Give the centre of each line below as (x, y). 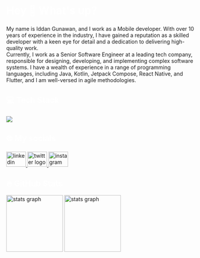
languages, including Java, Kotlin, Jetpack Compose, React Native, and (95, 74)
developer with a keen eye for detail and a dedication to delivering (88, 42)
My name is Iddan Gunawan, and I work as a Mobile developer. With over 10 (100, 29)
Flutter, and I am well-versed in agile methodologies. (71, 80)
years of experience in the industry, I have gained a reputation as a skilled (98, 35)
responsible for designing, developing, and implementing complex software (100, 61)
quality (15, 48)
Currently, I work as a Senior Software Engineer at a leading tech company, (99, 54)
